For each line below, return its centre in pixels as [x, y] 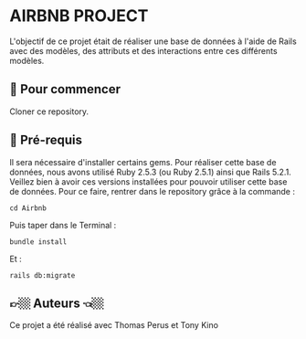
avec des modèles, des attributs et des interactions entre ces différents [143, 50]
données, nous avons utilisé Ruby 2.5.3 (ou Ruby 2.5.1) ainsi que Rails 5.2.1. [151, 172]
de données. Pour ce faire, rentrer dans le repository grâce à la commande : [152, 191]
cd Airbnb [28, 208]
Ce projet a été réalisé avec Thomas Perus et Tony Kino [114, 325]
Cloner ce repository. [49, 111]
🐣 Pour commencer [65, 89]
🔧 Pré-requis [46, 140]
